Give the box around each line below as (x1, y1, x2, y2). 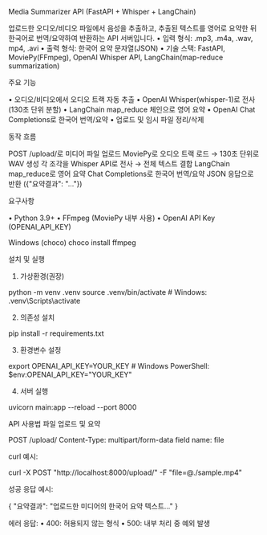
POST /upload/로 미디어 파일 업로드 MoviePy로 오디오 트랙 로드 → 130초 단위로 (8, 149, 260, 158)
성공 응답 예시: (8, 484, 54, 493)
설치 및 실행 (8, 255, 46, 263)
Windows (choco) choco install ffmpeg (8, 238, 136, 247)
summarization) (8, 61, 60, 71)
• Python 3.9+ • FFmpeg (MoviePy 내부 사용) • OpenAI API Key (8, 213, 216, 223)
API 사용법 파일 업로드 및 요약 (8, 419, 101, 428)
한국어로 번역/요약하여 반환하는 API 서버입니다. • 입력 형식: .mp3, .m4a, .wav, (8, 34, 253, 43)
